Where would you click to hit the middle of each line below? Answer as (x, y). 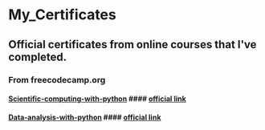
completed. (38, 57)
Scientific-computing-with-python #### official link (97, 99)
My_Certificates (62, 15)
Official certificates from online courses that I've (132, 45)
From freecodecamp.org (57, 79)
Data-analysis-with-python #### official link (85, 117)
